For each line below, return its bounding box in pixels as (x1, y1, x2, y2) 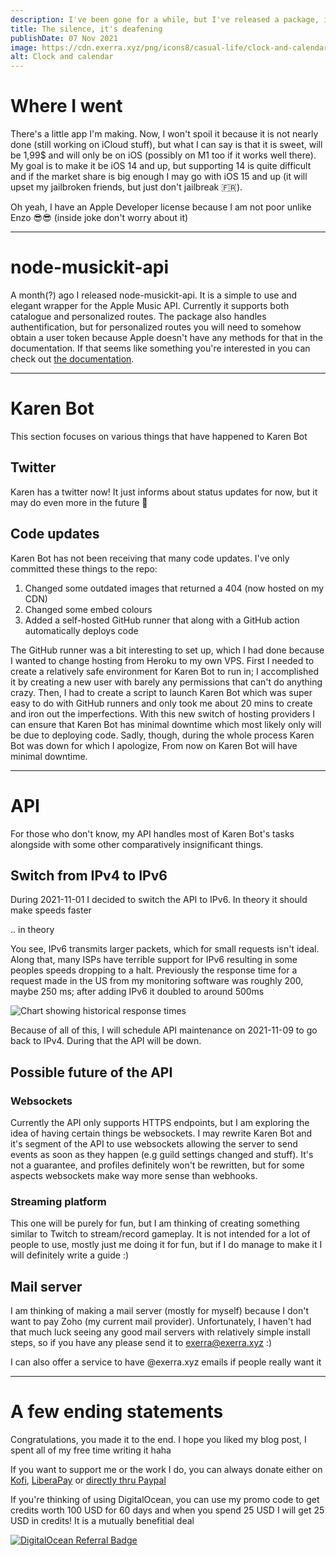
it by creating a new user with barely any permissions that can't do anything (10, 676, 323, 688)
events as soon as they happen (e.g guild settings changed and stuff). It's (10, 1149, 314, 1160)
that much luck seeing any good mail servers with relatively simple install (10, 1326, 311, 1338)
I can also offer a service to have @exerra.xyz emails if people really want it (10, 1356, 322, 1368)
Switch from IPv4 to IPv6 (10, 867, 168, 884)
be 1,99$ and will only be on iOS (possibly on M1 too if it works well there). (10, 149, 317, 161)
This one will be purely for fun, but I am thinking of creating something (10, 1217, 300, 1230)
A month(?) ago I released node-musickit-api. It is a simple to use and (10, 289, 298, 301)
